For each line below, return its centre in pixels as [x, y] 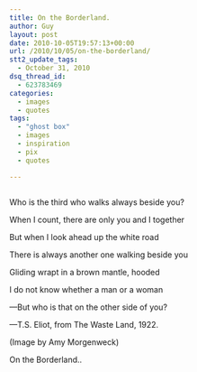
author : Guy [31, 26]
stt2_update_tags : [44, 60]
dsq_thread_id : [38, 77]
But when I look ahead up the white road [84, 237]
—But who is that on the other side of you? [89, 307]
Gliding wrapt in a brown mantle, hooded [85, 272]
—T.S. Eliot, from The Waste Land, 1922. [84, 324]
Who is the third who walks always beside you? [97, 202]
